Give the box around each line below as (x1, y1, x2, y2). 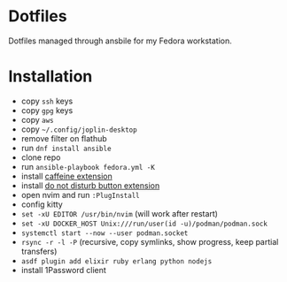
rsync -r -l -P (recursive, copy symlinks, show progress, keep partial (20, 236, 279, 247)
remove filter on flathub (20, 133, 107, 143)
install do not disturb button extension (20, 179, 160, 191)
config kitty (20, 199, 63, 210)
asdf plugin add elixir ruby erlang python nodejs (20, 256, 213, 266)
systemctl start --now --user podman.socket (20, 228, 189, 238)
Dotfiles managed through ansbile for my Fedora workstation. (8, 35, 232, 46)
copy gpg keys (20, 104, 74, 116)
